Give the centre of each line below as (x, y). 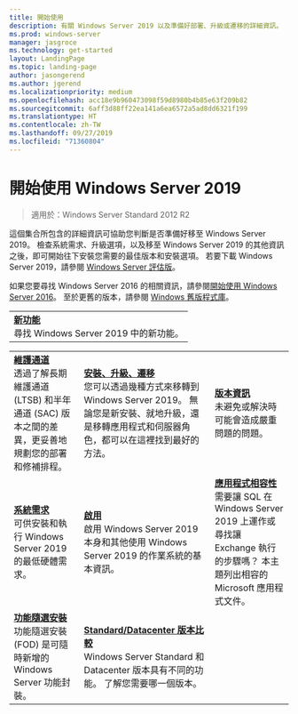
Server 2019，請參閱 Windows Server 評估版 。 (94, 267)
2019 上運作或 (245, 521)
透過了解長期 (41, 373)
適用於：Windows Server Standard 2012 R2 (110, 214)
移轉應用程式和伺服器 (137, 426)
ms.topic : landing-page (53, 68)
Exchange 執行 (245, 548)
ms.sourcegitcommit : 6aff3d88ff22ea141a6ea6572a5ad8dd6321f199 (129, 108)
